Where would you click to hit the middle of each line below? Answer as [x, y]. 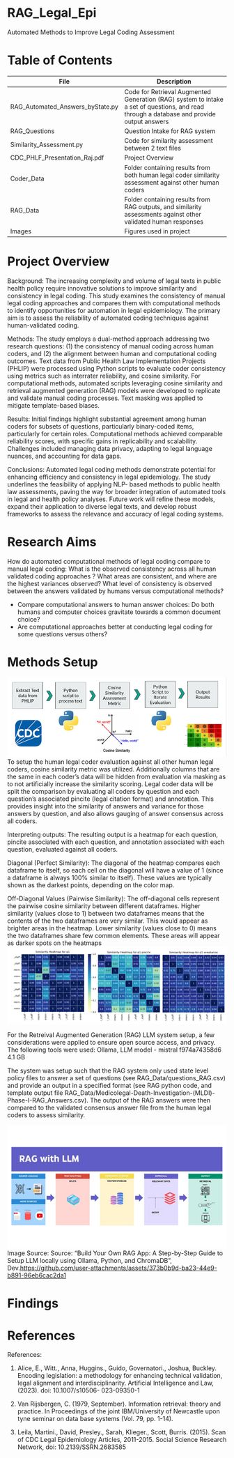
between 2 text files [153, 148]
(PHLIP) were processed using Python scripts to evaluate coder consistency [117, 368]
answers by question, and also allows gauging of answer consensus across [116, 814]
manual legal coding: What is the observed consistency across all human [112, 569]
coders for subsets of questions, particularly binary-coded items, [101, 426]
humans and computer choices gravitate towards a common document [119, 612]
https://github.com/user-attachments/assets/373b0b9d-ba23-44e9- [118, 1268]
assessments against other [163, 214]
